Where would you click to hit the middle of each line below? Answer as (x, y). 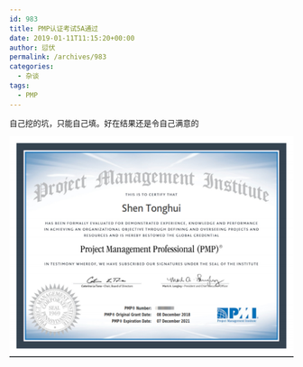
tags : (19, 86)
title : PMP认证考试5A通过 (54, 28)
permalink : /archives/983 (58, 57)
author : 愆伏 (32, 48)
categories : (32, 67)
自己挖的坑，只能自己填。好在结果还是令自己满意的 (104, 123)
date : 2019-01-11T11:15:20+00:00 (72, 38)
